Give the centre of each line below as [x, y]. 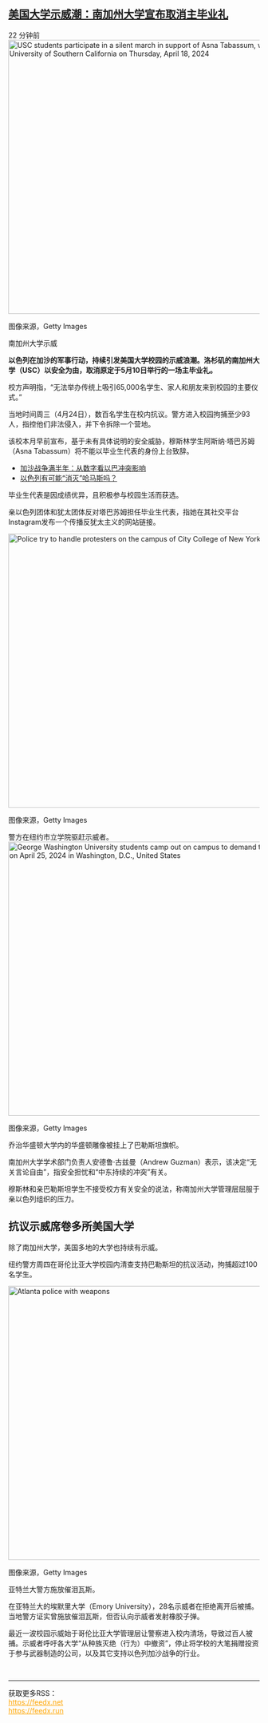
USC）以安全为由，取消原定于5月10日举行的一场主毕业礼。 [119, 370]
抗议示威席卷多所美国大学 [71, 1227]
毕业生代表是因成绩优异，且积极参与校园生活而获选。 [96, 494]
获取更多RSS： [33, 1693]
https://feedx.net [36, 1702]
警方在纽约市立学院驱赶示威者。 [61, 836]
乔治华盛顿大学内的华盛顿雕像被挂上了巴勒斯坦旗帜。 [96, 1145]
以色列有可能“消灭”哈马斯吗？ [69, 478]
